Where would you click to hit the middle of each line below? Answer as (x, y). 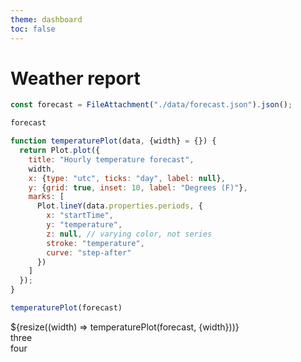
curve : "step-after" (89, 252)
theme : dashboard (46, 19)
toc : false (33, 29)
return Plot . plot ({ (60, 151)
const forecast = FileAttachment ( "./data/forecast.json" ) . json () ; (151, 105)
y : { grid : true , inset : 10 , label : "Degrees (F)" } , (138, 187)
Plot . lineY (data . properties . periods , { (119, 206)
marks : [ (46, 197)
